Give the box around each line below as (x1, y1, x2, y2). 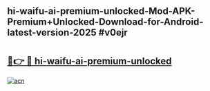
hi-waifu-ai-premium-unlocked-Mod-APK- (7, 5, 195, 17)
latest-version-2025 (7, 27, 97, 38)
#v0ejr (98, 27, 128, 38)
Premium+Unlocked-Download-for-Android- (7, 16, 204, 28)
